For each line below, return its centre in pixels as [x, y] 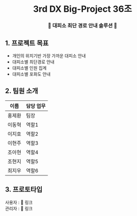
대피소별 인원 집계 [29, 68]
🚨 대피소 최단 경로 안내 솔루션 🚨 [82, 25]
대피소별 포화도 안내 [31, 74]
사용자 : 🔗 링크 [19, 202]
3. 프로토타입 [24, 190]
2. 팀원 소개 [22, 91]
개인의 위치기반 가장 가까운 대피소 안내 [49, 55]
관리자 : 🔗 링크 [19, 208]
